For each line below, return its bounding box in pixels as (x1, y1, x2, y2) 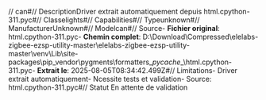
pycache (152, 57, 181, 67)
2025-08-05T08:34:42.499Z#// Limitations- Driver (71, 66, 238, 75)
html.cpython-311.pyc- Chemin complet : (8, 32, 141, 41)
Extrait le (37, 66, 67, 75)
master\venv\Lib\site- (8, 49, 79, 58)
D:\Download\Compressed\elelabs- (142, 32, 259, 41)
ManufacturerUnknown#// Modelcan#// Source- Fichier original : (8, 24, 220, 33)
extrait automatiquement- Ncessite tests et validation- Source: (8, 75, 212, 83)
